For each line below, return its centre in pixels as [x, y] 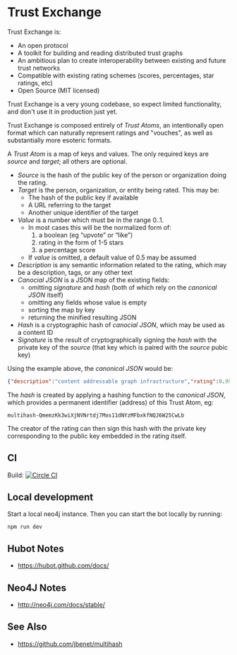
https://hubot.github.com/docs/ [63, 565]
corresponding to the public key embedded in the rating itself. [97, 436]
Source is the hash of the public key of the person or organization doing [122, 175]
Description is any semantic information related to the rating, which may [122, 264]
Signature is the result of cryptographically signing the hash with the [117, 340]
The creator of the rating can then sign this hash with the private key [107, 428]
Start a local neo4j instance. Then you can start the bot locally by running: [115, 514]
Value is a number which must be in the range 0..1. [91, 220]
